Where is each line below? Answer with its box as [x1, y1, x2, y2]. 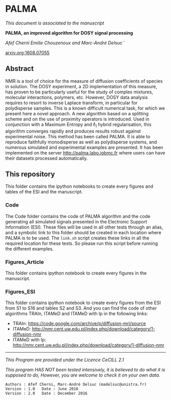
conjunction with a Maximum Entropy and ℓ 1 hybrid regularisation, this [5, 121, 152, 129]
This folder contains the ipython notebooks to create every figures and [5, 183, 154, 189]
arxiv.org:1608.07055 [5, 49, 50, 56]
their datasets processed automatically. [5, 155, 88, 161]
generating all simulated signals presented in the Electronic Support [5, 218, 148, 224]
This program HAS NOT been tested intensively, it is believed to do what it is [5, 367, 165, 373]
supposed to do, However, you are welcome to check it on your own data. [5, 372, 160, 378]
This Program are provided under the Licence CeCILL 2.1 [5, 357, 124, 363]
